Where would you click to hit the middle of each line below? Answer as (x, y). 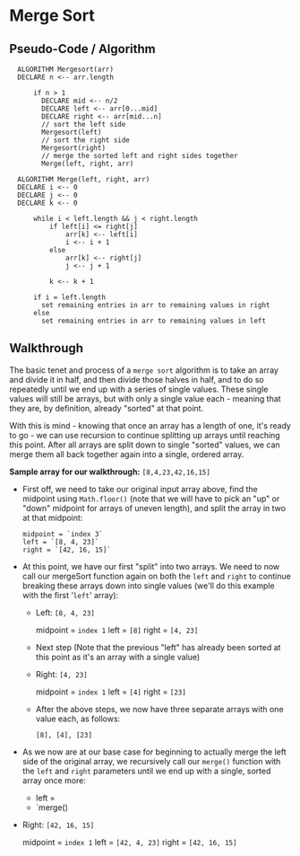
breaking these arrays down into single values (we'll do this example (148, 586)
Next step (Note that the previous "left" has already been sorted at (158, 647)
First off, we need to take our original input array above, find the (140, 489)
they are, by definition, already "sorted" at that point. (107, 408)
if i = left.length (69, 297)
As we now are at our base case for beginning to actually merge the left (154, 752)
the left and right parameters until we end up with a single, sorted (146, 771)
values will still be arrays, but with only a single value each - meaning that (145, 398)
